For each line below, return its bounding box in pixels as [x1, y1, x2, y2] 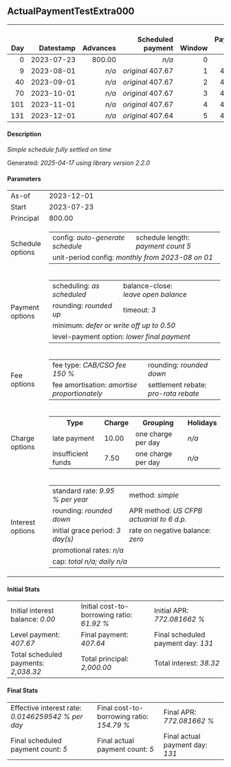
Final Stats [7, 686, 38, 695]
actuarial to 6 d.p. [129, 515, 187, 524]
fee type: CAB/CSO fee [52, 360, 126, 370]
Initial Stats [7, 585, 40, 593]
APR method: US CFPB [129, 506, 203, 515]
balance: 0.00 [10, 615, 56, 624]
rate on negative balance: [129, 526, 211, 535]
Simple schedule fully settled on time [7, 145, 112, 154]
